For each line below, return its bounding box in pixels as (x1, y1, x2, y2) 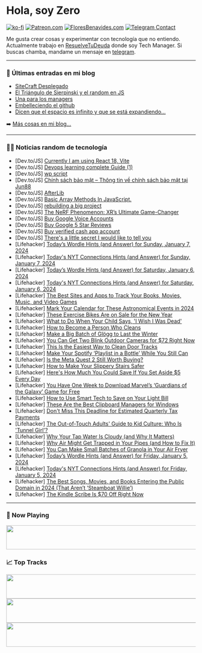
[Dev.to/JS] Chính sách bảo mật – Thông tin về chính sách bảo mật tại (14, 176, 188, 183)
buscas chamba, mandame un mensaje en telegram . (6, 48, 136, 55)
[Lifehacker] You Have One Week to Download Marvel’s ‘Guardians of (14, 381, 188, 389)
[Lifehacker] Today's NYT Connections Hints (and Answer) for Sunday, (14, 253, 191, 260)
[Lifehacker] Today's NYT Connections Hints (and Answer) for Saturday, (14, 279, 194, 286)
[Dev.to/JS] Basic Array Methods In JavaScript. (14, 196, 132, 203)
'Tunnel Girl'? (14, 426, 48, 433)
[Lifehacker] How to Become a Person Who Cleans (14, 323, 141, 331)
